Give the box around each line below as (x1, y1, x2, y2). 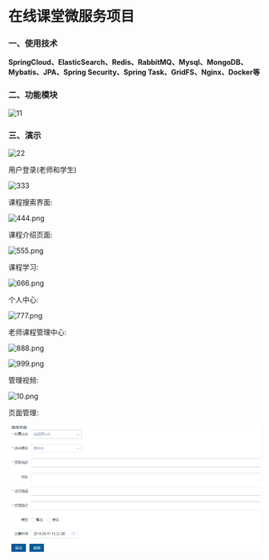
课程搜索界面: (8, 198, 54, 207)
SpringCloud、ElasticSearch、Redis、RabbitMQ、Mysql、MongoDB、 (8, 58, 248, 67)
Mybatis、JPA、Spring (8, 67, 86, 77)
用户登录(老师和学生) (8, 165, 78, 174)
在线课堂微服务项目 (8, 7, 135, 26)
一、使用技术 (8, 38, 58, 49)
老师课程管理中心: (8, 327, 67, 337)
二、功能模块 (8, 90, 58, 101)
